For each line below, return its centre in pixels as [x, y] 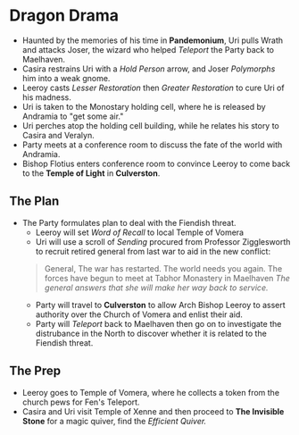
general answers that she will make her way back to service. [156, 288]
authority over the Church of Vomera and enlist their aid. [139, 314]
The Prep [35, 371]
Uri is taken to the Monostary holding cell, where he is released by [144, 106]
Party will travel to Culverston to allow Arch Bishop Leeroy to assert [160, 305]
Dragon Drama [64, 16]
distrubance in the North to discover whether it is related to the [151, 333]
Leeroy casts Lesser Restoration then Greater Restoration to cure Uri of [153, 88]
